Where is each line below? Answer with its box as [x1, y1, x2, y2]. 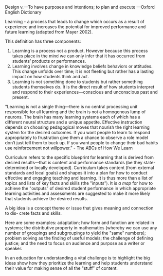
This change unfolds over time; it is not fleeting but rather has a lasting [12, 69, 154, 74]
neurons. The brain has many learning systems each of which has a [5, 114, 141, 120]
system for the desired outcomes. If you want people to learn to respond [5, 130, 150, 135]
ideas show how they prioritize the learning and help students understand [5, 260, 153, 266]
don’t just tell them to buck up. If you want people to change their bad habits [5, 140, 158, 145]
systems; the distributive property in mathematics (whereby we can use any [5, 225, 157, 230]
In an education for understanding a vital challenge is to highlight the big [5, 255, 150, 260]
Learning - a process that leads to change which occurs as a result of [5, 19, 145, 24]
